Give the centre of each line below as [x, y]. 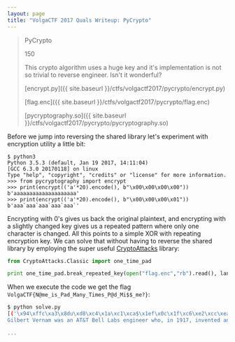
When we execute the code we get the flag [69, 287]
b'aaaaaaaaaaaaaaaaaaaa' [43, 193]
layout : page [26, 14]
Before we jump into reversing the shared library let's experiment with [108, 136]
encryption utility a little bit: [47, 143]
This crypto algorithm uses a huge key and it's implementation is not [123, 67]
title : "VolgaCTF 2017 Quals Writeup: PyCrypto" [79, 20]
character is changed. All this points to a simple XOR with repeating [104, 233]
